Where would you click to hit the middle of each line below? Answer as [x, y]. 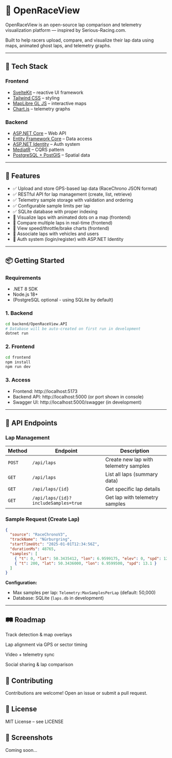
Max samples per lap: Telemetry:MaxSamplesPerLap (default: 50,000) [84, 593]
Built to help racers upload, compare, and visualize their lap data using [80, 40]
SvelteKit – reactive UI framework [48, 92]
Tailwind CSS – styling [36, 98]
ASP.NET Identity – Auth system [46, 144]
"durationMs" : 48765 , [33, 549]
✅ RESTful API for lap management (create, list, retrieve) [72, 194]
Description [135, 451]
